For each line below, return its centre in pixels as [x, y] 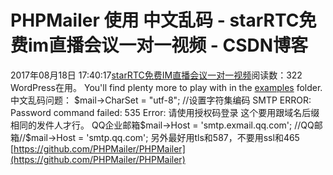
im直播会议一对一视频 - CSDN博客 [168, 45]
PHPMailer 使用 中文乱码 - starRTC [155, 20]
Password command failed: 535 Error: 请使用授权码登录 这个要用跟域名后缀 [165, 112]
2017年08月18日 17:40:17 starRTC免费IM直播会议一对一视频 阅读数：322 [156, 75]
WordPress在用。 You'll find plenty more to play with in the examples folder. [166, 87]
